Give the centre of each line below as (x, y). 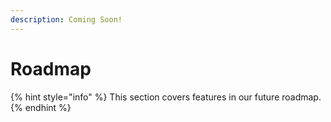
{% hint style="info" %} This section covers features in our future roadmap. (166, 97)
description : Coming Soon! (66, 19)
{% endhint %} (41, 107)
